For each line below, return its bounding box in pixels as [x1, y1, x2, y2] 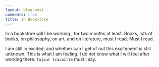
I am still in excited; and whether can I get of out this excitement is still [5, 46, 151, 52]
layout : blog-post [5, 7, 44, 13]
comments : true [5, 12, 37, 17]
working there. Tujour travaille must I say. [5, 56, 97, 62]
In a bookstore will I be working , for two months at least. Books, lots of [5, 31, 153, 37]
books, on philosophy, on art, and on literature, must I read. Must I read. [5, 36, 154, 42]
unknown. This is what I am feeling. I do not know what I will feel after [5, 51, 150, 57]
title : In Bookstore [5, 17, 49, 22]
